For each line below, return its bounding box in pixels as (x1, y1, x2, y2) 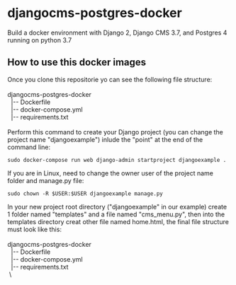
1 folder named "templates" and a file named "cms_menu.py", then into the (7, 210, 225, 219)
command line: (7, 143, 51, 151)
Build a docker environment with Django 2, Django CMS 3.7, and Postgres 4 (7, 28, 227, 37)
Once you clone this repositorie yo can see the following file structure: (7, 75, 213, 83)
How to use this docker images (7, 57, 147, 69)
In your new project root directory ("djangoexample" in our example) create (7, 202, 227, 211)
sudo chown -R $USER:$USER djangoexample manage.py (7, 190, 163, 197)
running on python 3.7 (7, 35, 72, 44)
